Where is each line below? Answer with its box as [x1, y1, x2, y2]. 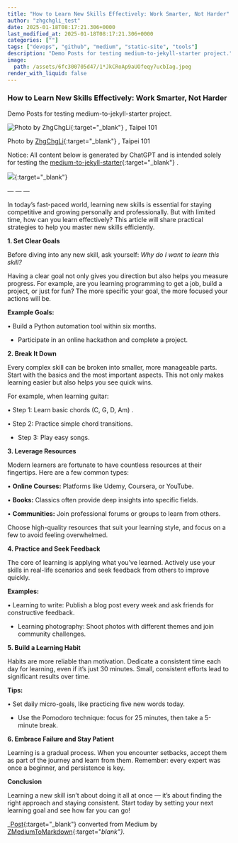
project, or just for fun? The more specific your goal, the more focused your [7, 287, 228, 295]
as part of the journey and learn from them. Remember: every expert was [7, 756, 221, 764]
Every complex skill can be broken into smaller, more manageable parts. [7, 363, 217, 371]
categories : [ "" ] [7, 37, 59, 44]
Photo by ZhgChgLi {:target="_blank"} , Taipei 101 [7, 136, 150, 145]
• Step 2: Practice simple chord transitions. [7, 419, 133, 428]
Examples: [7, 587, 39, 595]
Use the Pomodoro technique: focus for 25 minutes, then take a [17, 713, 203, 722]
